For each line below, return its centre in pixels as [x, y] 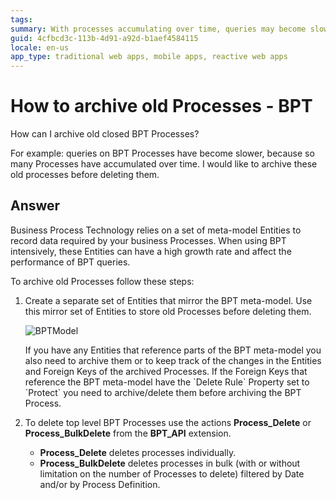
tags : [21, 19]
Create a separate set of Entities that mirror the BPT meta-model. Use [168, 300]
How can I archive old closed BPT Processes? [105, 134]
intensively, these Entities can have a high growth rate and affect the [151, 251]
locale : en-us [40, 47]
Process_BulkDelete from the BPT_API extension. [128, 433]
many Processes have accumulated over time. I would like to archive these [164, 164]
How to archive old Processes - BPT [161, 106]
